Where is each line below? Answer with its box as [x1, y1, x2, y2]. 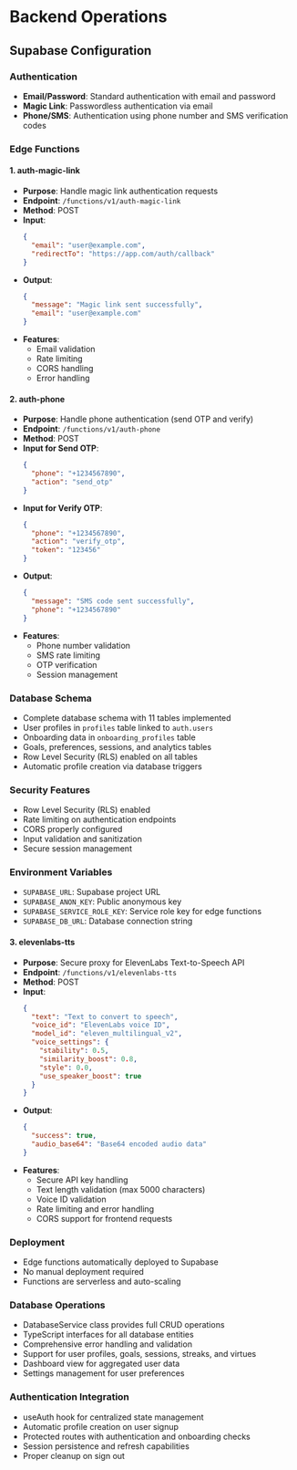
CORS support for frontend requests [36, 1213, 173, 1224]
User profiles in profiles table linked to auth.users [22, 722, 214, 733]
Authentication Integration [9, 1391, 130, 1403]
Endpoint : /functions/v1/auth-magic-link [22, 195, 181, 206]
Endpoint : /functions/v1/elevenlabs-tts [22, 966, 178, 977]
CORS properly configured [22, 824, 123, 835]
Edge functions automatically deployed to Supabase [22, 1256, 219, 1267]
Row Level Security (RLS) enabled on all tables [22, 751, 199, 762]
